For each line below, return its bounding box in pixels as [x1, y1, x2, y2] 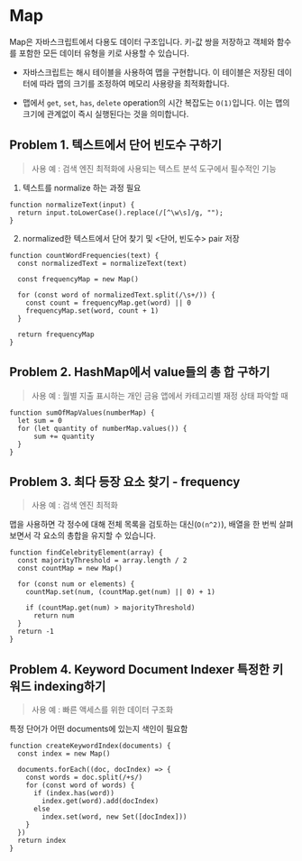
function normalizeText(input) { [9, 200, 135, 209]
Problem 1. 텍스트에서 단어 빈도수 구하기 [9, 137, 223, 153]
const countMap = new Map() [17, 564, 124, 573]
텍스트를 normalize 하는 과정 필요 [22, 182, 142, 193]
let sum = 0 [17, 416, 63, 425]
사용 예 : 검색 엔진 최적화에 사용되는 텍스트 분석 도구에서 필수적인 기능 [31, 163, 277, 174]
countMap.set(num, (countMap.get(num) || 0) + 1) [25, 588, 216, 597]
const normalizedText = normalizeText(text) [17, 259, 188, 268]
